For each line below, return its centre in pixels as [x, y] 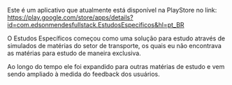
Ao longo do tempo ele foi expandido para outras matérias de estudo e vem [116, 67]
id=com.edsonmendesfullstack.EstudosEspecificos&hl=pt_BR [96, 25]
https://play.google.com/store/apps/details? [71, 17]
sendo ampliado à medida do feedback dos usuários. [84, 74]
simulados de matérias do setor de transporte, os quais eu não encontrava [115, 46]
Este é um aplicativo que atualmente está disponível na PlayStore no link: [112, 10]
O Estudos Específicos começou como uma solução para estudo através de [116, 38]
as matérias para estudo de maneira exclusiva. [74, 53]
